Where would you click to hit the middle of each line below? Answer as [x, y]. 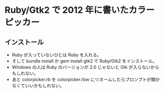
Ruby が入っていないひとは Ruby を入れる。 [57, 55]
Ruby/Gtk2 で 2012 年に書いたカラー [80, 10]
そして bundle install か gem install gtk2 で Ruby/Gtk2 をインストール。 [84, 61]
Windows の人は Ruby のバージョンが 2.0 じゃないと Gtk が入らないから [85, 67]
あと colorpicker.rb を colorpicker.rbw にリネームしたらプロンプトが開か [86, 79]
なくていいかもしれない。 [38, 86]
